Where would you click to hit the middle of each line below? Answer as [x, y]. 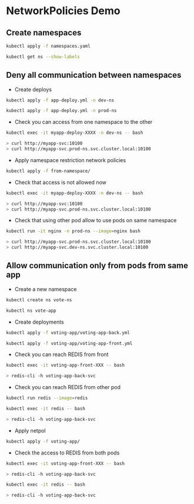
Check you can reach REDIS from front [61, 354]
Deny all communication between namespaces [94, 75]
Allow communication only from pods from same [97, 266]
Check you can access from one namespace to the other [83, 122]
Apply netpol [30, 430]
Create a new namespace [46, 289]
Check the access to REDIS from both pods [67, 453]
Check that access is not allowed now [61, 182]
